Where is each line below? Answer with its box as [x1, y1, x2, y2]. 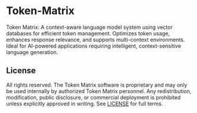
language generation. [6, 48, 58, 55]
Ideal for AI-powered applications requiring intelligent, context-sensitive [6, 42, 182, 49]
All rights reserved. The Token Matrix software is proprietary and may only [6, 81, 188, 88]
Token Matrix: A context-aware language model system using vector [6, 24, 173, 31]
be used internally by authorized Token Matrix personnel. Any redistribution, [6, 87, 192, 95]
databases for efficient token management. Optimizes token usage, [6, 29, 170, 36]
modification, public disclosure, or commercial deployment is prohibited [6, 94, 181, 101]
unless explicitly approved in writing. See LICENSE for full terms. [6, 100, 163, 107]
